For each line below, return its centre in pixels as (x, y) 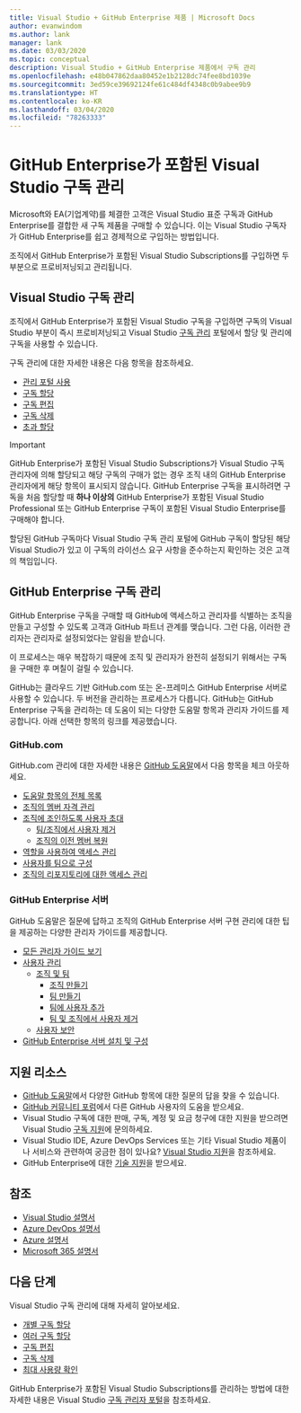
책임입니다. (38, 561)
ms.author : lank (40, 34)
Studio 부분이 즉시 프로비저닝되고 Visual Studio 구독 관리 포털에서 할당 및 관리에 (150, 332)
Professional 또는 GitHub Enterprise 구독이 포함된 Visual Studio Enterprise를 (148, 508)
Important (27, 445)
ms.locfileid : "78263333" (58, 118)
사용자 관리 (42, 963)
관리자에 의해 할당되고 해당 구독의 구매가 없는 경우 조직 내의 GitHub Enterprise (147, 474)
